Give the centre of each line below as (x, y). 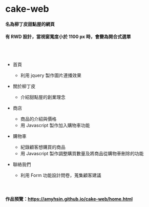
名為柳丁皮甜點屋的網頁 (30, 24)
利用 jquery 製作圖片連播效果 (51, 75)
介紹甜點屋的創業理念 (43, 97)
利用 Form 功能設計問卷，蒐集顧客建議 (61, 175)
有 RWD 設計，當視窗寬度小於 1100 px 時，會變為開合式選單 (68, 37)
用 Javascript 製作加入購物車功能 (55, 125)
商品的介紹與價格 (38, 119)
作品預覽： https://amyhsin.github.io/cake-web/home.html (69, 199)
